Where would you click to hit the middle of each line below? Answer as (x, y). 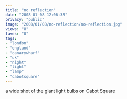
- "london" (17, 43)
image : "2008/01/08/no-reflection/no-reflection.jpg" (64, 24)
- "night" (16, 62)
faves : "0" (17, 34)
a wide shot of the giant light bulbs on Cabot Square (60, 91)
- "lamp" (15, 72)
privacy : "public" (25, 19)
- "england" (18, 48)
